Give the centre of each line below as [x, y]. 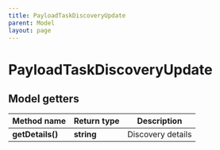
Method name [39, 121]
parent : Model [32, 23]
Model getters [44, 99]
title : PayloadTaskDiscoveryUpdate [67, 15]
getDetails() [35, 134]
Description [160, 121]
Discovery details [159, 134]
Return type [96, 121]
